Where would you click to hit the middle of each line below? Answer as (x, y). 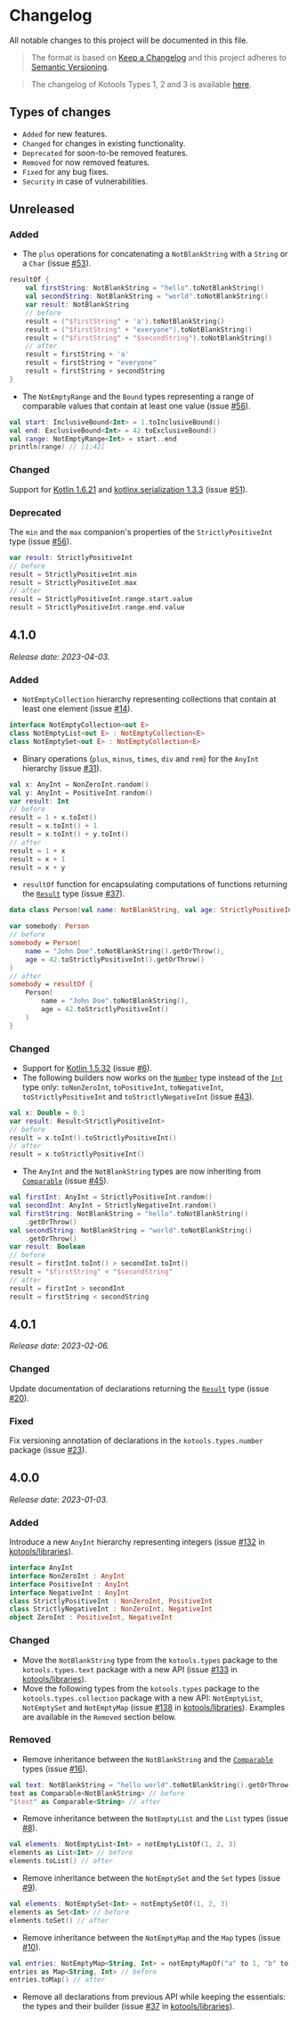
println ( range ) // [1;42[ (57, 447)
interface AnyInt (41, 1568)
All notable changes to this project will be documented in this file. (129, 40)
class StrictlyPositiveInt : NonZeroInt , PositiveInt (111, 1601)
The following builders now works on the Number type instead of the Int (152, 1077)
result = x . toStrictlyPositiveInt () (77, 1154)
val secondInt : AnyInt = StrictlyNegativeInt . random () (113, 1206)
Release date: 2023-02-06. (59, 1346)
